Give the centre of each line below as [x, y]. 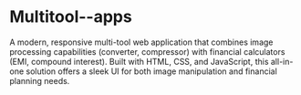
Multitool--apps [71, 17]
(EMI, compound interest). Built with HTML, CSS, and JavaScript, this [139, 61]
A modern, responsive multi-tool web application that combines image [141, 42]
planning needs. [40, 80]
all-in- [282, 61]
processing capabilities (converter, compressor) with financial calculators [147, 51]
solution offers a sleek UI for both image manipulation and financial [152, 71]
